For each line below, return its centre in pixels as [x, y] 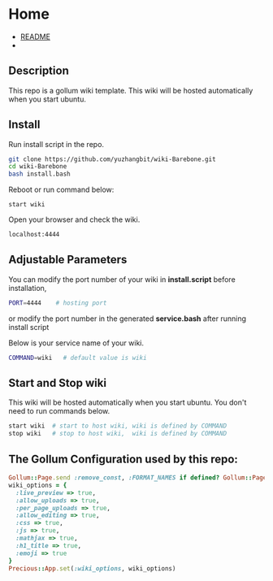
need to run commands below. [59, 411]
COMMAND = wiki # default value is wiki [78, 358]
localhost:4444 [34, 235]
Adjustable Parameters [68, 260]
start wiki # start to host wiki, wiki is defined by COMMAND [118, 426]
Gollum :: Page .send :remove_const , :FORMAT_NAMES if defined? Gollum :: [130, 478]
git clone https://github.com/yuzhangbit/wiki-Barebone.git [113, 159]
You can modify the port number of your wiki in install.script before [122, 279]
